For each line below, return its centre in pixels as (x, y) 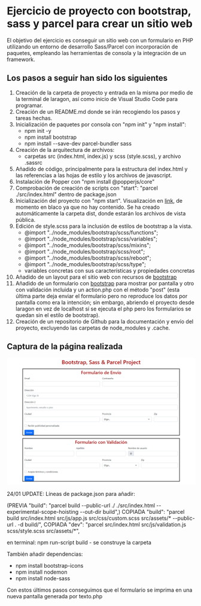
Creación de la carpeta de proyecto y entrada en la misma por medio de (104, 92)
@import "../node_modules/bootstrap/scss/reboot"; (88, 258)
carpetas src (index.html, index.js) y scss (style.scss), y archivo (103, 156)
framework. (21, 59)
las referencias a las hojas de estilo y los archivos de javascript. (94, 175)
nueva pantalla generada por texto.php (55, 596)
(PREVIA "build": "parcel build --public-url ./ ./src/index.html (81, 505)
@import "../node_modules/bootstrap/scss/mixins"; (88, 245)
